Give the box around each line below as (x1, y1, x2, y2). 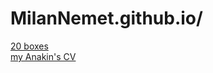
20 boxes (10, 40, 49, 52)
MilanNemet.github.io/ (10, 7, 203, 30)
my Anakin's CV (10, 50, 77, 62)
